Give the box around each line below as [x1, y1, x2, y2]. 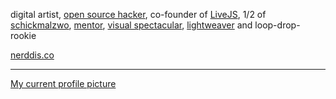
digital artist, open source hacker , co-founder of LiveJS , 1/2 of [10, 9, 267, 20]
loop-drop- [254, 19, 301, 31]
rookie [10, 30, 37, 41]
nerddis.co [10, 49, 55, 61]
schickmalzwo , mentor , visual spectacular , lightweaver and [10, 19, 253, 31]
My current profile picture [10, 78, 117, 89]
